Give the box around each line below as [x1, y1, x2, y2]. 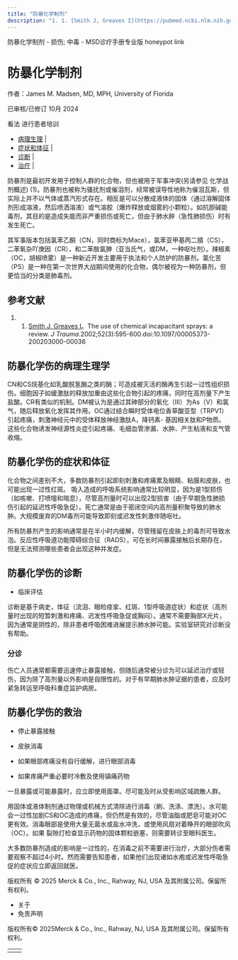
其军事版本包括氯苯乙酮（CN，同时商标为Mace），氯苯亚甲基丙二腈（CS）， [7, 236, 228, 245]
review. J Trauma [28, 330, 79, 338]
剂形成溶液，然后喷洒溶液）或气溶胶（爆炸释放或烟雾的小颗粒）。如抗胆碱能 [7, 203, 228, 211]
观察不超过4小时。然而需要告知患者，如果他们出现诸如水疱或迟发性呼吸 [13, 852, 223, 861]
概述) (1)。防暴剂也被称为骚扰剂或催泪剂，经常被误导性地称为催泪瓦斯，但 [13, 185, 229, 194]
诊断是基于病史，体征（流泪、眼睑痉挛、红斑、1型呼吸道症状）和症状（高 [7, 602, 221, 611]
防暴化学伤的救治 [7, 707, 82, 719]
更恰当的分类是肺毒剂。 [7, 271, 76, 280]
